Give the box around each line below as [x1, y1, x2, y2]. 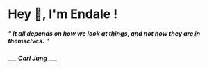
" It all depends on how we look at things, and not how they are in [8, 29, 201, 37]
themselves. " [8, 37, 49, 45]
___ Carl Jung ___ [8, 55, 58, 63]
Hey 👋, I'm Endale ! [8, 6, 118, 22]
